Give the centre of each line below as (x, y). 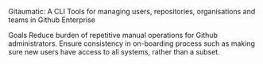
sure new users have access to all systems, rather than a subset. (114, 52)
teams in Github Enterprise (52, 20)
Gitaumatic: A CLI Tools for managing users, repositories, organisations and (132, 11)
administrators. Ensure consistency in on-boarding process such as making (132, 43)
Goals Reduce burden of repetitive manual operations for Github (113, 35)
